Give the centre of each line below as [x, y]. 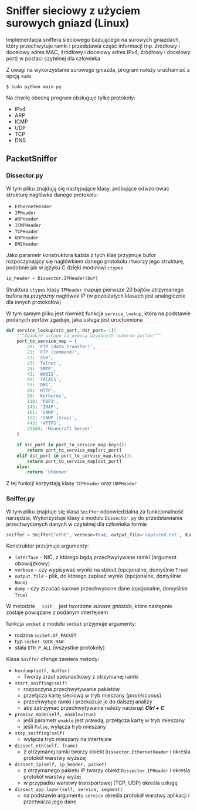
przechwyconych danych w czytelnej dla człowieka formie [77, 524]
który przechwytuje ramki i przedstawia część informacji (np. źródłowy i [93, 46]
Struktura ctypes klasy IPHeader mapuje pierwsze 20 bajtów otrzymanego [95, 289]
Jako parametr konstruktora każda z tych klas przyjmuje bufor [81, 255]
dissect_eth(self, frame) [46, 746]
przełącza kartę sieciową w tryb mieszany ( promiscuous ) [92, 696]
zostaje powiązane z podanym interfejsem [57, 612]
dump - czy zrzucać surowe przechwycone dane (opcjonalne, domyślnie [101, 589]
